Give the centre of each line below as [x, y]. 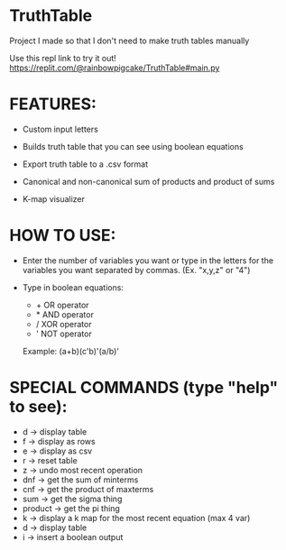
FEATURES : [53, 104]
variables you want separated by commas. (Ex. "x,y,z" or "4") [136, 270]
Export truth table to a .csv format [85, 164]
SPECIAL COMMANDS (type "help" [144, 388]
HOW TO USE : [63, 236]
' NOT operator [64, 334]
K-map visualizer [54, 198]
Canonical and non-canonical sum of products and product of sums [148, 181]
